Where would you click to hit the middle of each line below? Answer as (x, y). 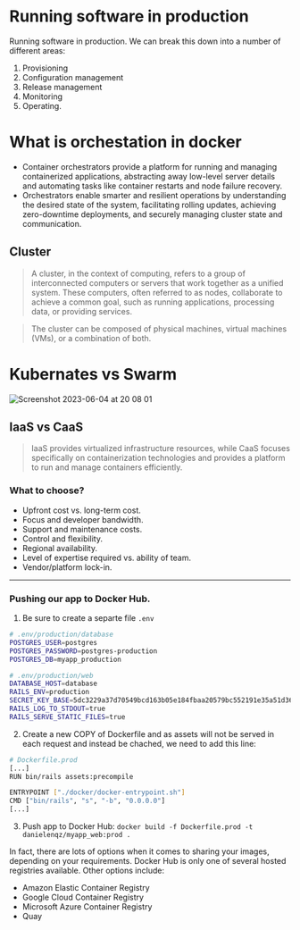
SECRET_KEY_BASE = (42, 700)
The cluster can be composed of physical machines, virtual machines (159, 329)
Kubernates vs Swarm (93, 374)
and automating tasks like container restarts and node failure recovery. (152, 186)
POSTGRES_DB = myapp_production (66, 659)
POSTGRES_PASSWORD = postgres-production (83, 651)
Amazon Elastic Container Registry (86, 888)
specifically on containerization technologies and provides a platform (158, 458)
